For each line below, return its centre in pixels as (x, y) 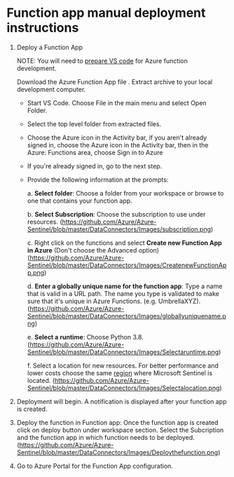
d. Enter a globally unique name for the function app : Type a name (125, 286)
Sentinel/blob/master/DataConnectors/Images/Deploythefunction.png (117, 452)
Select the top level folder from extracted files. (94, 123)
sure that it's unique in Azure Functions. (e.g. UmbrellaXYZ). (114, 301)
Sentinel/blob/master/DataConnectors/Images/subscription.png (119, 229)
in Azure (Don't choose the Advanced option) (93, 250)
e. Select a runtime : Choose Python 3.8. (85, 337)
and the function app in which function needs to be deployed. (106, 437)
